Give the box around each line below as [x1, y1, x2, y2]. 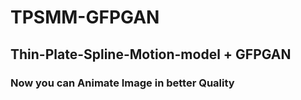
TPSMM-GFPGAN [10, 6, 160, 29]
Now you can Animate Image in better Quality [10, 76, 235, 90]
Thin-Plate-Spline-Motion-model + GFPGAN [10, 46, 292, 63]
